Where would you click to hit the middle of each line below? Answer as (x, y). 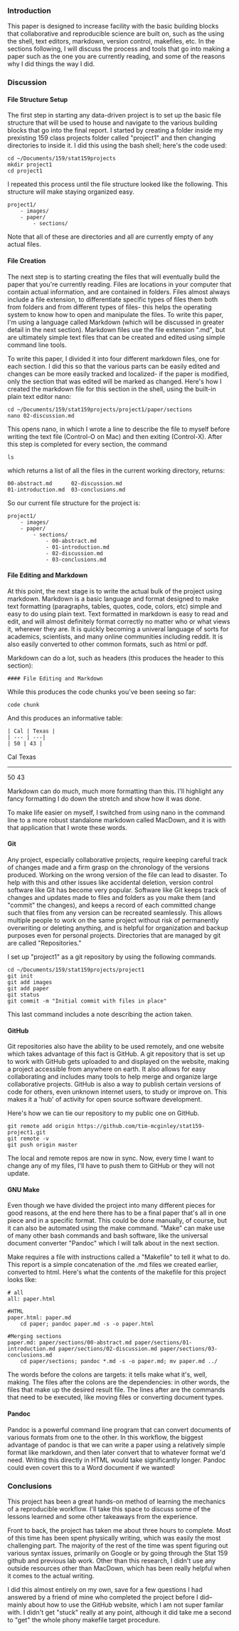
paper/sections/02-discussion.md (108, 1349)
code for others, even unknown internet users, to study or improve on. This (117, 1092)
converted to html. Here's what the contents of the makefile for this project (117, 1272)
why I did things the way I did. (51, 64)
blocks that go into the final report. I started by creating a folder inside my (115, 130)
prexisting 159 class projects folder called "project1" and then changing (112, 138)
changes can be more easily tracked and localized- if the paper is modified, (118, 373)
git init (20, 976)
